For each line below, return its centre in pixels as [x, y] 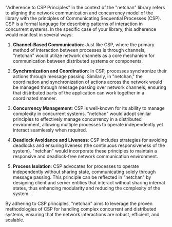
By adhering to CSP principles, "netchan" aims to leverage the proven [79, 203]
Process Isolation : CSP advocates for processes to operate [76, 166]
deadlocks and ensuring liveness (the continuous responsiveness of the [89, 145]
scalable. [15, 220]
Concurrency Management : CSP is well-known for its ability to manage [89, 108]
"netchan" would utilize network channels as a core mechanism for [84, 55]
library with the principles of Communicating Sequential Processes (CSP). [83, 18]
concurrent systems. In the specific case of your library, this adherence [81, 29]
